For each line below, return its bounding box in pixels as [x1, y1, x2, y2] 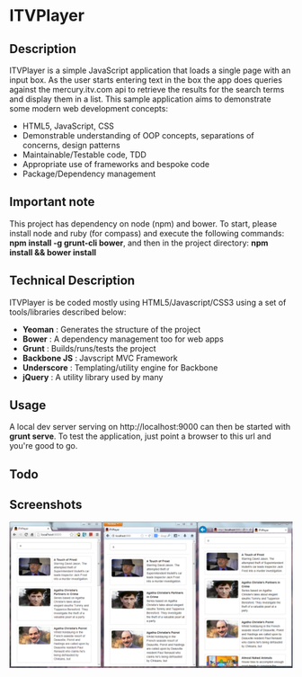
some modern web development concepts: [9, 103, 169, 113]
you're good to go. [9, 441, 78, 451]
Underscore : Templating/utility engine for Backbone [22, 361, 218, 373]
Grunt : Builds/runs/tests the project [22, 343, 156, 353]
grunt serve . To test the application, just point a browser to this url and [9, 431, 271, 441]
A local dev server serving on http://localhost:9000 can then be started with [9, 422, 291, 432]
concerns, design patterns [22, 140, 120, 150]
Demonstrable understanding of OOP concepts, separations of [22, 130, 254, 140]
